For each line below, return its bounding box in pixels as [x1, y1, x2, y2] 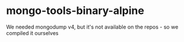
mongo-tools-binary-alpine [6, 4, 144, 17]
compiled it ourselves [6, 29, 59, 36]
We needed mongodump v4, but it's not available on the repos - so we [6, 23, 179, 30]
